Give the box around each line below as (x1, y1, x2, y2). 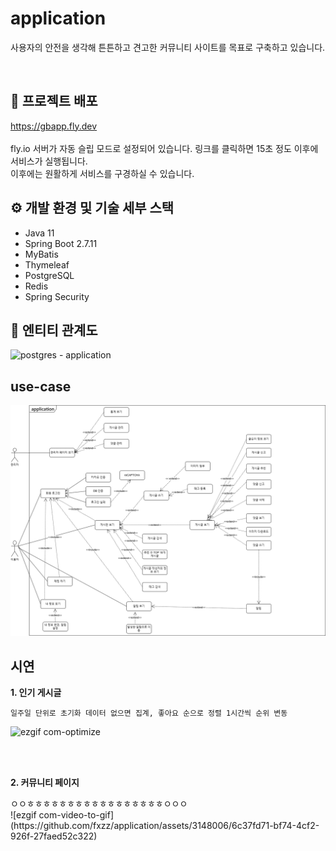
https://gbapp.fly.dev (10, 120, 98, 132)
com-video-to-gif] (38, 809, 115, 821)
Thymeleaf (24, 258, 70, 271)
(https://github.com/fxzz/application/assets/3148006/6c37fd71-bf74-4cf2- (10, 820, 320, 832)
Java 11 (24, 227, 55, 239)
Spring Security (24, 290, 90, 302)
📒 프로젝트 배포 (10, 93, 98, 110)
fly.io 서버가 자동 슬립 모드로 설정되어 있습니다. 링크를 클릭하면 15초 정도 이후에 (10, 142, 319, 154)
